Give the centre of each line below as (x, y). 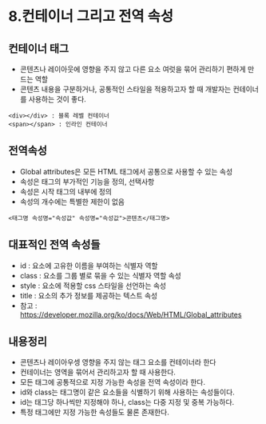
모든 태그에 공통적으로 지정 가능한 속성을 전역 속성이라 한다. (113, 382)
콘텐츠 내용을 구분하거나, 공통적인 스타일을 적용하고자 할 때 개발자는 (125, 89)
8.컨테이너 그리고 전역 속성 (91, 16)
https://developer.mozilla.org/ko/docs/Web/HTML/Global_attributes (131, 314)
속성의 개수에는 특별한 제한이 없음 (72, 202)
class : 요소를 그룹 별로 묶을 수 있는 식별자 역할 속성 (100, 275)
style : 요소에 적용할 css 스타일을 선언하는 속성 (93, 286)
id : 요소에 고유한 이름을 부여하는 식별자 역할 (89, 266)
